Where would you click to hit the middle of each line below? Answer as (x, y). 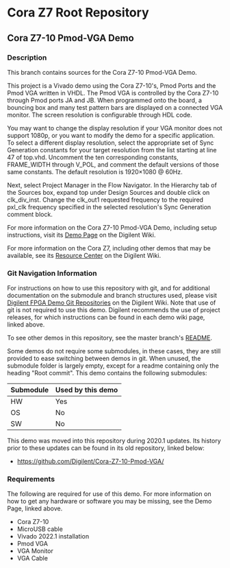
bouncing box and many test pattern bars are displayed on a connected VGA (115, 107)
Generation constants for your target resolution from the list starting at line (112, 150)
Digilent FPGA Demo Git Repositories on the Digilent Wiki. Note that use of (112, 303)
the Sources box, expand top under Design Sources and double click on (108, 192)
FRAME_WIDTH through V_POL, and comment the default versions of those (113, 164)
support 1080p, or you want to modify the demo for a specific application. (111, 135)
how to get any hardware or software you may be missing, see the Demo (110, 501)
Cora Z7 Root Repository (78, 13)
